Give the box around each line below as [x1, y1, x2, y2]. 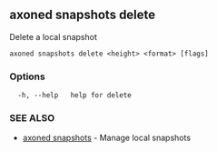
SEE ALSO [9, 112, 55, 125]
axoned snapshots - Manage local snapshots [22, 132, 192, 144]
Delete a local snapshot [9, 31, 98, 42]
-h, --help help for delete [17, 91, 132, 100]
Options [9, 70, 45, 83]
